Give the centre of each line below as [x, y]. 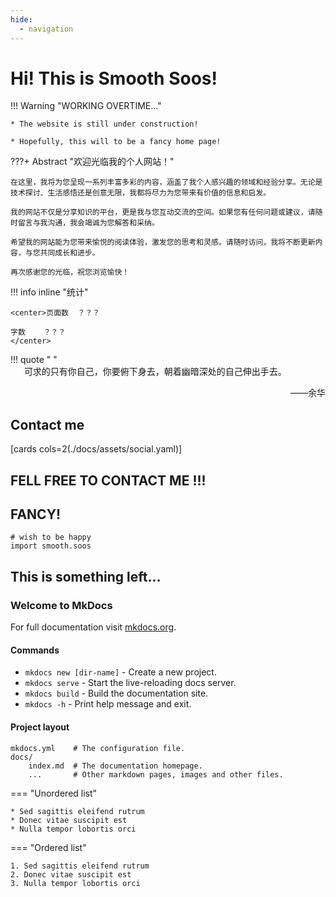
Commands [35, 650]
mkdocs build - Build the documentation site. [116, 693]
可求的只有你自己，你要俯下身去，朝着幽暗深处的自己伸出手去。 [155, 372]
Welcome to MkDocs [61, 605]
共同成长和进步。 [69, 253]
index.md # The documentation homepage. [115, 766]
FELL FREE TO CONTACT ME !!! [108, 480]
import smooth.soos [51, 546]
